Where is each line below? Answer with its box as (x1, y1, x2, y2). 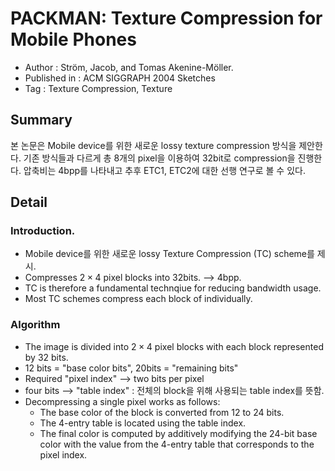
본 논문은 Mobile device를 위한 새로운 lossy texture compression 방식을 (10, 139, 297, 151)
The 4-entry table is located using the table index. (39, 417, 247, 429)
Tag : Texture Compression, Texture (24, 82, 173, 94)
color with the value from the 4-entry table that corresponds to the (39, 438, 315, 450)
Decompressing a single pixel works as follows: (24, 395, 221, 407)
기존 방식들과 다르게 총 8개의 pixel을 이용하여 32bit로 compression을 (23, 152, 296, 164)
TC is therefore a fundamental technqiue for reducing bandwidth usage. (24, 282, 322, 294)
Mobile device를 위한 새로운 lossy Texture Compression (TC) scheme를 (24, 248, 315, 260)
